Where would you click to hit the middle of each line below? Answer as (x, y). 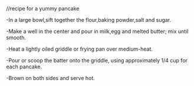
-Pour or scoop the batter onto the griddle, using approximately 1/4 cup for (97, 60)
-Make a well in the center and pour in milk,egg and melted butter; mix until (97, 31)
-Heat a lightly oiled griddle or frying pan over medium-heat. (80, 49)
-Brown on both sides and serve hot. (51, 78)
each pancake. (24, 67)
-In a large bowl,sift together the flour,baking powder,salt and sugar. (89, 20)
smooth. (16, 37)
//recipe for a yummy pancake (43, 9)
